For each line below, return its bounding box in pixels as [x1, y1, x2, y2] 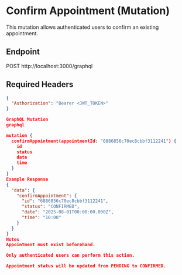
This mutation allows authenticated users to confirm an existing [6, 24, 159, 31]
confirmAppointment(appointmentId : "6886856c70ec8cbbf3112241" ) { [11, 138, 177, 144]
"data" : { [11, 187, 35, 193]
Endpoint [6, 47, 40, 57]
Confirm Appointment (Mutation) [6, 4, 170, 18]
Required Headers [6, 79, 74, 89]
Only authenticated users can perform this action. [6, 253, 135, 259]
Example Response [6, 176, 49, 182]
